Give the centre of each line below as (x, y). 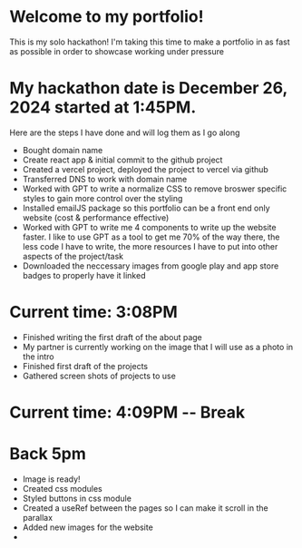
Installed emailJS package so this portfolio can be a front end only (146, 208)
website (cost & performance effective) (96, 217)
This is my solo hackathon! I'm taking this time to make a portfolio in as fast (150, 42)
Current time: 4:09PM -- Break (127, 412)
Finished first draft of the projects (85, 366)
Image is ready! (51, 479)
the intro (38, 357)
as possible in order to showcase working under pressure (117, 51)
